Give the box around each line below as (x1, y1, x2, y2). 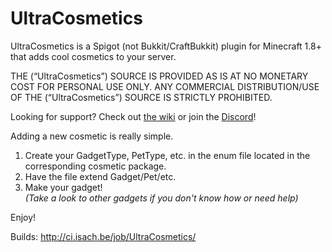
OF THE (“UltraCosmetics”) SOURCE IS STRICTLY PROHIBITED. (10, 91, 273, 103)
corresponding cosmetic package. (24, 160, 167, 172)
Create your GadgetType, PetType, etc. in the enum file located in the (24, 149, 311, 161)
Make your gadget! (24, 181, 103, 193)
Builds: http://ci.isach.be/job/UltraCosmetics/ (10, 230, 197, 242)
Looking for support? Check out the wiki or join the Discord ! (10, 110, 257, 122)
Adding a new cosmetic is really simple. (10, 130, 174, 142)
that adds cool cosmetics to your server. (10, 50, 177, 62)
